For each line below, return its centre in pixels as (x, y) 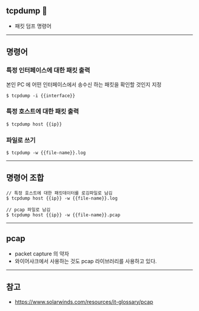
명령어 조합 (25, 178)
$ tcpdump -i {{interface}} (41, 95)
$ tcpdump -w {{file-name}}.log (46, 153)
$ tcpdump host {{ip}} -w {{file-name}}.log (62, 198)
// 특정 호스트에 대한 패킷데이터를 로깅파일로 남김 (59, 193)
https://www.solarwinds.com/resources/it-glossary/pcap (84, 302)
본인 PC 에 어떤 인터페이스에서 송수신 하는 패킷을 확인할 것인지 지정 (84, 84)
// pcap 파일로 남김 (28, 210)
